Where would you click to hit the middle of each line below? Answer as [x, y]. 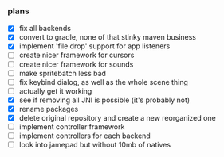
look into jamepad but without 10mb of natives [95, 145]
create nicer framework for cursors [77, 55]
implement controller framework [72, 126]
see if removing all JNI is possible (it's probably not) [104, 100]
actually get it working [55, 91]
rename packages [49, 109]
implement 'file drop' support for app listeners [94, 46]
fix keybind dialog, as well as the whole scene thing [104, 82]
